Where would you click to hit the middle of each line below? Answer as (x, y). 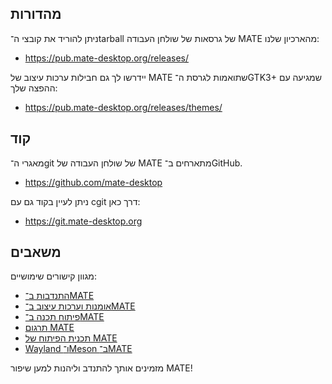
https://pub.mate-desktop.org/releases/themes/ (123, 107)
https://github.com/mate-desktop (93, 182)
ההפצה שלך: (34, 88)
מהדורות (36, 14)
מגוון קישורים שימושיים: (53, 276)
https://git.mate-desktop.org (83, 221)
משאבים (36, 252)
